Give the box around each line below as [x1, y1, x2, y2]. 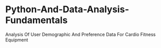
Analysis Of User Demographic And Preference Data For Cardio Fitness [5, 31, 156, 37]
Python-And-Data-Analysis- [5, 4, 129, 15]
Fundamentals [5, 14, 68, 26]
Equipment [5, 37, 28, 43]
